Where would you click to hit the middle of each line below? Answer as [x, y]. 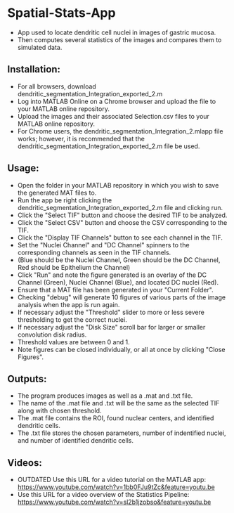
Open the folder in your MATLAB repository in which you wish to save [118, 185]
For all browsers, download [57, 86]
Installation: [34, 69]
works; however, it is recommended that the [81, 138]
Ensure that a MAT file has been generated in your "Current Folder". [115, 290]
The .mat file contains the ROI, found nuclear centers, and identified [116, 418]
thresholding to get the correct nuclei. [72, 319]
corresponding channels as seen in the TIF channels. [94, 252]
